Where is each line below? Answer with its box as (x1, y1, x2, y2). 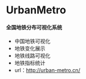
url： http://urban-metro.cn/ (14, 67, 80, 74)
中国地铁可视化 (14, 38, 51, 45)
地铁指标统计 (14, 59, 45, 67)
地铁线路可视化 (14, 52, 51, 59)
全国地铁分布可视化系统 (6, 24, 62, 31)
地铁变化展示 (14, 45, 45, 52)
